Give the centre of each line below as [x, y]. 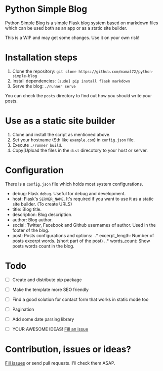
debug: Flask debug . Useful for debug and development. [69, 193]
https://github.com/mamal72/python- [116, 72]
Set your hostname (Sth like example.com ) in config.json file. [73, 140]
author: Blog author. [32, 220]
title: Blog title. [27, 209]
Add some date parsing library [43, 319]
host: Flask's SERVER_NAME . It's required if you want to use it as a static [83, 199]
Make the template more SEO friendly [50, 289]
